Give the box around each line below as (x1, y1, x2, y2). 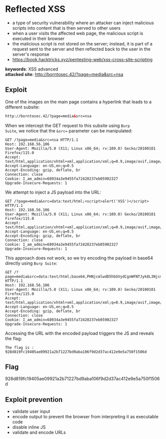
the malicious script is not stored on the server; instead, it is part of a (12, 40, 153, 46)
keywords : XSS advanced (5, 66, 58, 72)
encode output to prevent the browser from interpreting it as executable (12, 414, 159, 420)
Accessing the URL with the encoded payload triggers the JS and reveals (5, 330, 154, 336)
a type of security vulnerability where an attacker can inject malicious (12, 20, 154, 26)
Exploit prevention (5, 395, 63, 403)
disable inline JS (12, 424, 46, 430)
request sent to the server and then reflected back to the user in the (12, 46, 151, 52)
